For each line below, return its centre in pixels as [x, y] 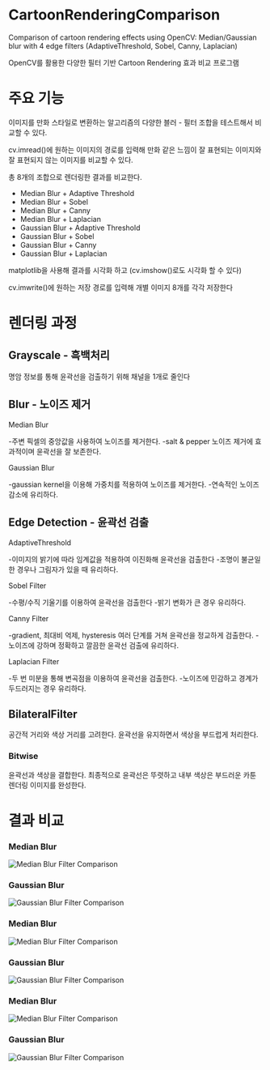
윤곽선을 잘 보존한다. [69, 451]
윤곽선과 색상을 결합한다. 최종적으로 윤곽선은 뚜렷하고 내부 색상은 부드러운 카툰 [133, 774]
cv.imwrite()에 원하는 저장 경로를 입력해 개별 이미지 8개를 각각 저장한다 [120, 287]
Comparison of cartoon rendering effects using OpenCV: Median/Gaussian [133, 37]
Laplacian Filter [34, 661]
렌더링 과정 [43, 324]
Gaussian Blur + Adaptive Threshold [80, 228]
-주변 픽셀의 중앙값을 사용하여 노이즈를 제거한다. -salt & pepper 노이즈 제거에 [131, 441]
